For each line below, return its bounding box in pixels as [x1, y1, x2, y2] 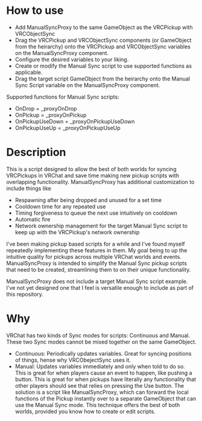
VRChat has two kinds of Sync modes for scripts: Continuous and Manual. [6, 331, 191, 339]
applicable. [14, 68, 43, 76]
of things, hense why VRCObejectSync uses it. [14, 356, 131, 364]
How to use [6, 4, 64, 18]
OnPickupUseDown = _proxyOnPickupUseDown [14, 117, 135, 125]
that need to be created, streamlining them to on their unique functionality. [6, 266, 191, 273]
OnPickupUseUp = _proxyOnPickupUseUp [14, 124, 121, 131]
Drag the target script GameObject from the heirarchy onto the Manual [14, 75, 191, 82]
